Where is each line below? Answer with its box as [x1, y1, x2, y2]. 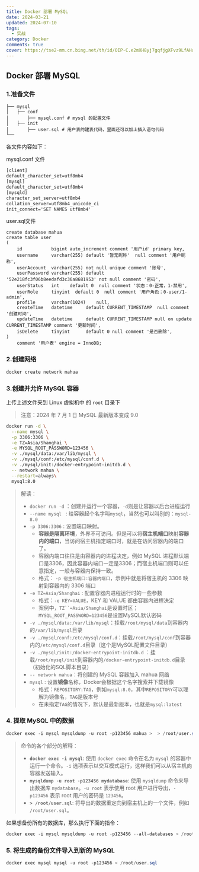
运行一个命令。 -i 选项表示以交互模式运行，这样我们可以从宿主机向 [29, 762, 192, 769]
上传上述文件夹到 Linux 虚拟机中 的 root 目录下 [6, 399, 120, 406]
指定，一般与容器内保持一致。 [43, 567, 117, 574]
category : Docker [6, 36, 49, 42]
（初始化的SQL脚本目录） [29, 663, 92, 670]
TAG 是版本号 [69, 693, 99, 700]
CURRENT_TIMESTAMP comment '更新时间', [6, 323, 101, 329]
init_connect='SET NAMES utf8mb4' [6, 206, 92, 212]
